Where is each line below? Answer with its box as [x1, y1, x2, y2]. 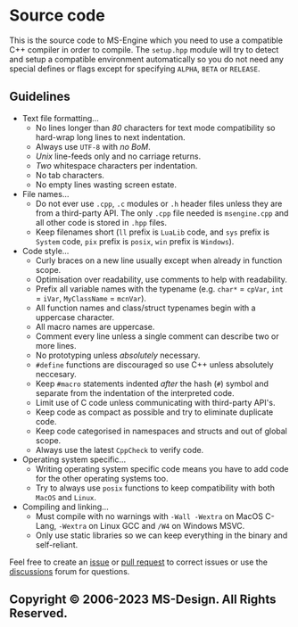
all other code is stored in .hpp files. [35, 217, 168, 227]
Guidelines [9, 89, 70, 104]
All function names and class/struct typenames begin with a [35, 302, 256, 313]
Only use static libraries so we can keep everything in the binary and [35, 530, 288, 540]
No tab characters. [35, 169, 105, 180]
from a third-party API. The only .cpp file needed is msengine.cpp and [35, 207, 289, 219]
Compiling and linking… [21, 501, 109, 512]
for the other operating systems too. [35, 473, 169, 483]
